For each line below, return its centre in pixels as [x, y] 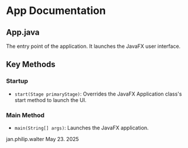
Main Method [25, 115]
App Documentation [56, 11]
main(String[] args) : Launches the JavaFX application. [81, 128]
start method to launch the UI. [50, 100]
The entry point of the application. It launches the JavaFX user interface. [93, 46]
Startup [17, 81]
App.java [23, 32]
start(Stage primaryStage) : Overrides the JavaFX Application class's [98, 94]
